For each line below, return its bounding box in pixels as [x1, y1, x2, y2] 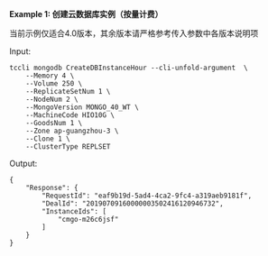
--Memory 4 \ [25, 71, 75, 80]
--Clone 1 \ [25, 134, 70, 143]
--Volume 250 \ [25, 79, 83, 88]
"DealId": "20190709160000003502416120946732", [42, 199, 224, 208]
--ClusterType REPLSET [25, 142, 111, 151]
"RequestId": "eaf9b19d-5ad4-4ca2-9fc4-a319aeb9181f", [42, 191, 253, 200]
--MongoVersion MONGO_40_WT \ [25, 103, 140, 112]
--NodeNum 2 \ [25, 95, 79, 104]
